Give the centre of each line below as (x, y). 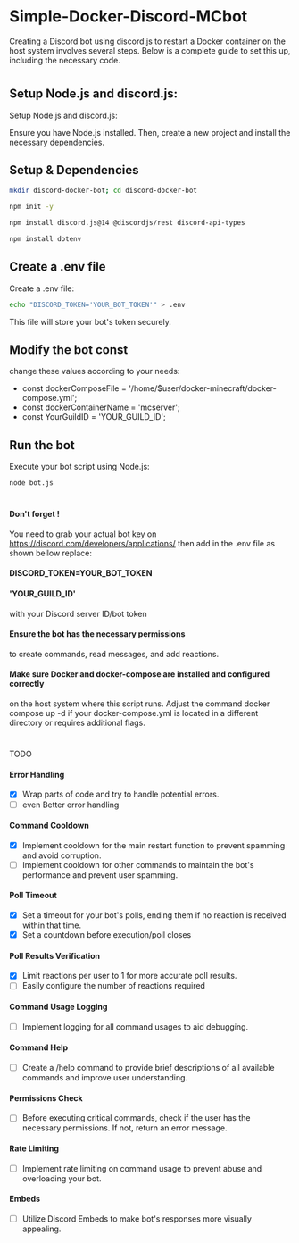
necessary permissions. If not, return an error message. (125, 1128)
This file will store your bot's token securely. (90, 321)
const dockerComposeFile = (74, 388)
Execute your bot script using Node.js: (79, 467)
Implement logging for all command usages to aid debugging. (135, 1026)
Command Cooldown (49, 826)
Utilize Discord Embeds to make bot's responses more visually (137, 1218)
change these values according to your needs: (95, 371)
